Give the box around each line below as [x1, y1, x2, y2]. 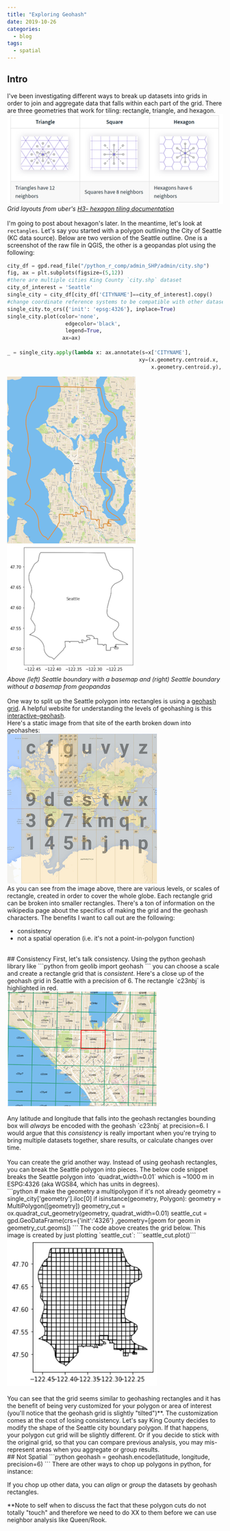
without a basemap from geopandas [7, 682, 111, 690]
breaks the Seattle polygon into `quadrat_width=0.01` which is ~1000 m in [7, 1172, 214, 1180]
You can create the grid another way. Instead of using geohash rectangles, [7, 1158, 218, 1166]
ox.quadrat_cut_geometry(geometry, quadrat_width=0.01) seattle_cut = [7, 1208, 207, 1217]
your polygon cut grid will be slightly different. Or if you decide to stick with [7, 1431, 219, 1439]
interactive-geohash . [7, 711, 66, 720]
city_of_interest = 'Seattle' [7, 284, 94, 291]
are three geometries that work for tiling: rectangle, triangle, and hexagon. [7, 106, 216, 115]
